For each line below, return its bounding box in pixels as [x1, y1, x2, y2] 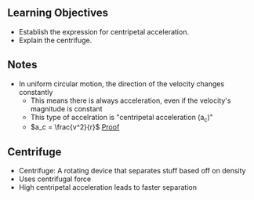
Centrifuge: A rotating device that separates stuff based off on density [18, 166, 246, 176]
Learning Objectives [7, 6, 109, 20]
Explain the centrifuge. [18, 35, 93, 45]
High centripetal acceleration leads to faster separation [18, 183, 198, 192]
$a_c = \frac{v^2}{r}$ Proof [30, 122, 120, 132]
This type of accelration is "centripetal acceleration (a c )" [30, 112, 213, 124]
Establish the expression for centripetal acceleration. [18, 27, 190, 36]
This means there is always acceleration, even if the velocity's [30, 96, 231, 105]
